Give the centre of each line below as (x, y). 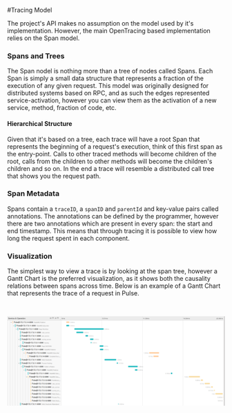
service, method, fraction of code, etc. (62, 108)
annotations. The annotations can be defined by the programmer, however (113, 216)
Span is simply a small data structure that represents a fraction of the (105, 78)
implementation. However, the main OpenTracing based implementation (109, 31)
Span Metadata (33, 194)
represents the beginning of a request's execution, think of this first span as (115, 146)
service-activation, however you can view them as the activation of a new (112, 100)
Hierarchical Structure (40, 123)
